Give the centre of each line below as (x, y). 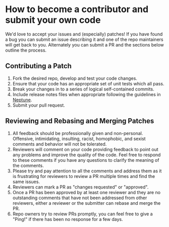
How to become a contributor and (77, 9)
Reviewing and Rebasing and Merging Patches (80, 121)
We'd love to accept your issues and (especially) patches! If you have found (84, 34)
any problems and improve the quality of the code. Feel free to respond (87, 155)
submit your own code (53, 20)
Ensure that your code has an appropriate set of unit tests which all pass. (88, 83)
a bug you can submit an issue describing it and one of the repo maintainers (84, 39)
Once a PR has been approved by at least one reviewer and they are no (86, 192)
